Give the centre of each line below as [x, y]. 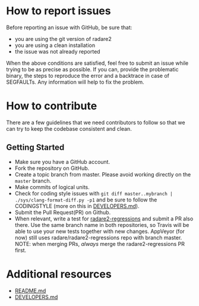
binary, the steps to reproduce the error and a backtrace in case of [88, 75]
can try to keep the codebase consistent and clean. [69, 128]
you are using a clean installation [55, 45]
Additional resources [59, 274]
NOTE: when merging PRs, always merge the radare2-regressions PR [100, 244]
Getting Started [35, 148]
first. [20, 250]
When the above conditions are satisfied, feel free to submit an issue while [97, 63]
